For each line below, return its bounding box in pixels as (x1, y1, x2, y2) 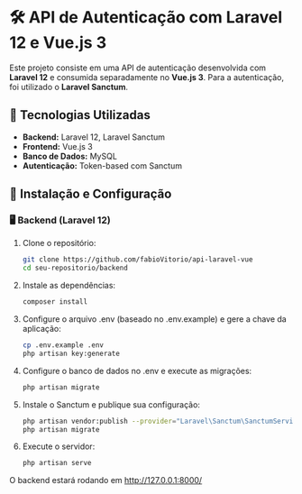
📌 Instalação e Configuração (9, 187, 172, 202)
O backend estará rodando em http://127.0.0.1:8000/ (9, 475, 203, 486)
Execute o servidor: (22, 441, 96, 452)
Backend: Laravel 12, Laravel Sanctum (22, 132, 165, 142)
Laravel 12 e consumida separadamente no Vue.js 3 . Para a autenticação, (9, 71, 285, 82)
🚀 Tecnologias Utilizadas (9, 107, 151, 123)
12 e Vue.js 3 (9, 32, 106, 53)
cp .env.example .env (22, 341, 104, 350)
